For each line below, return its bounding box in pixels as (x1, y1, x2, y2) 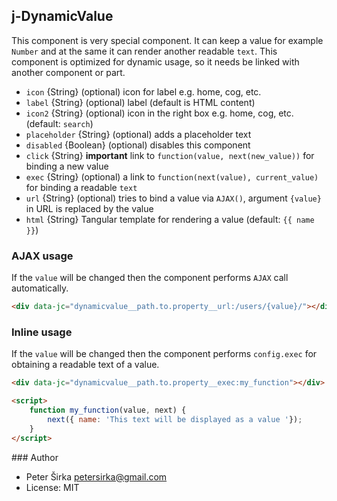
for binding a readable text (25, 181, 138, 193)
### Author (11, 451, 59, 463)
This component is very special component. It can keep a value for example (11, 34, 324, 46)
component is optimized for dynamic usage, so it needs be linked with (11, 55, 300, 68)
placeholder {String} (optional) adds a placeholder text (25, 128, 252, 140)
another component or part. (11, 66, 126, 78)
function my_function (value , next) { (29, 405, 187, 416)
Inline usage (11, 325, 73, 339)
